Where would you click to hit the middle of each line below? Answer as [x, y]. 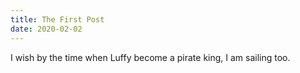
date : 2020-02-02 [46, 29]
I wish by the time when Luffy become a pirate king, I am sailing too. [150, 57]
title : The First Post [57, 19]
